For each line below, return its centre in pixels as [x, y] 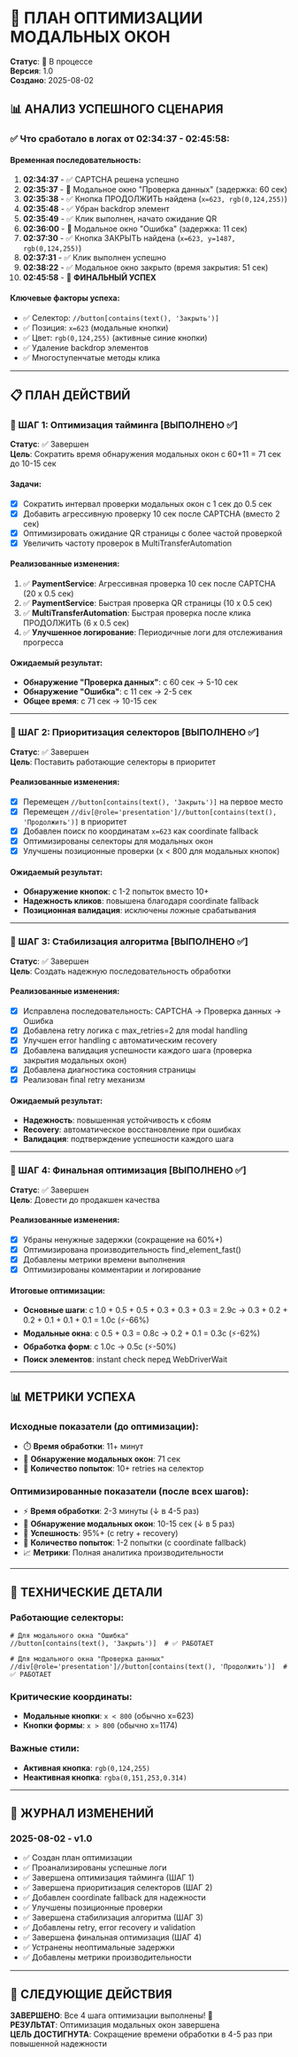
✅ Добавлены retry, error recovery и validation [109, 1928]
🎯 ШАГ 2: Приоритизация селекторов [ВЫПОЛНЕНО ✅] [135, 733]
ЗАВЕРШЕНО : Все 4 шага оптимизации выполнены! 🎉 [111, 2015]
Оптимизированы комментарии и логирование [112, 1269]
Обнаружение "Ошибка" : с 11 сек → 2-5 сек [107, 692]
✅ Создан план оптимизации [77, 1858]
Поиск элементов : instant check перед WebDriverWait [125, 1360]
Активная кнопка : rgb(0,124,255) [87, 1767]
